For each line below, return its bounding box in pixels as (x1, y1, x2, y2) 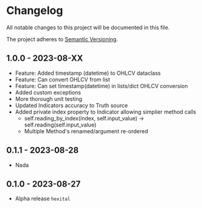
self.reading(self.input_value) (24, 121, 97, 128)
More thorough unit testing (15, 95, 83, 102)
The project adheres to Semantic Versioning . (6, 35, 119, 43)
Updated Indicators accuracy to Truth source (15, 102, 128, 109)
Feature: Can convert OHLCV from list (15, 75, 111, 83)
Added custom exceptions (15, 89, 81, 96)
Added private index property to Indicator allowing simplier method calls (15, 108, 197, 116)
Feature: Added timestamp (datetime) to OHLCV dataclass (15, 69, 161, 77)
